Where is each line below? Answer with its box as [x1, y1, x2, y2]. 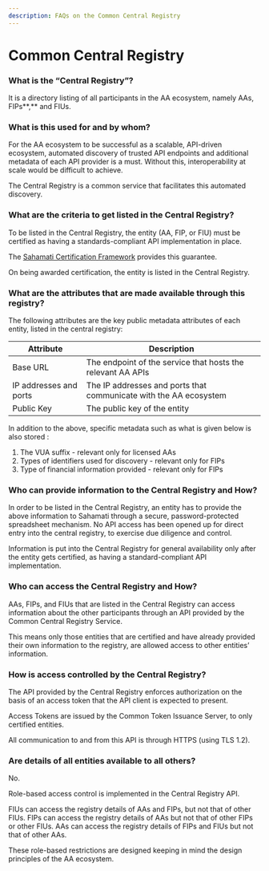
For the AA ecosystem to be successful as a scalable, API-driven [8, 140, 223, 149]
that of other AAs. [8, 830, 67, 840]
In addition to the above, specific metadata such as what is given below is [8, 423, 252, 433]
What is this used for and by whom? [8, 122, 151, 133]
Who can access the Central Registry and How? [8, 581, 198, 592]
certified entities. [8, 719, 64, 729]
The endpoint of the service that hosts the [86, 357, 244, 367]
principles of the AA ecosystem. [8, 854, 114, 864]
